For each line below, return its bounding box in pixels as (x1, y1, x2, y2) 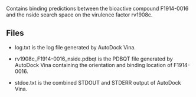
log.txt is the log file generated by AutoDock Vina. (14, 44, 136, 51)
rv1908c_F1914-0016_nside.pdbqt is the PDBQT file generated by (14, 55, 173, 62)
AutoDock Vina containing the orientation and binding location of (14, 61, 173, 68)
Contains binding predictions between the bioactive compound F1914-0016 (6, 5, 189, 12)
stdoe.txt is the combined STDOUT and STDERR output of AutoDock (14, 79, 181, 86)
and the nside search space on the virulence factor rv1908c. (6, 11, 153, 18)
